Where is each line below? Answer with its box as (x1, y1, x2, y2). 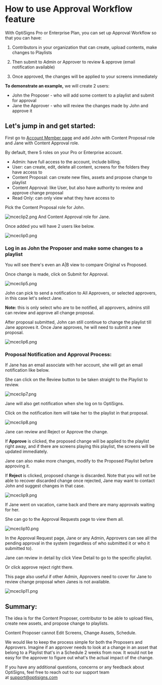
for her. (5, 507, 20, 513)
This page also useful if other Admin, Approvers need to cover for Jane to (5, 574, 152, 580)
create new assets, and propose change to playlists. (5, 620, 109, 626)
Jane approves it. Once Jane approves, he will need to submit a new (5, 325, 141, 330)
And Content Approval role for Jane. (38, 214, 110, 220)
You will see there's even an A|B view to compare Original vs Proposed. (5, 262, 147, 268)
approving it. (5, 463, 30, 469)
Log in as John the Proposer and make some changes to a (5, 244, 143, 251)
